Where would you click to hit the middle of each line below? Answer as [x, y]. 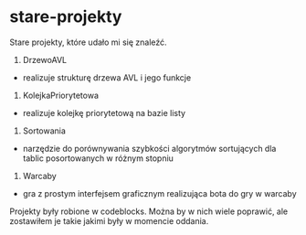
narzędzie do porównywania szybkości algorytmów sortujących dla [149, 148]
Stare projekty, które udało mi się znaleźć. [88, 42]
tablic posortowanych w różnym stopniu [98, 158]
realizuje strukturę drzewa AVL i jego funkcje [107, 77]
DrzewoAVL [45, 59]
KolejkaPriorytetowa [60, 95]
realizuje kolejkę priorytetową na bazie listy [104, 112]
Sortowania [44, 131]
